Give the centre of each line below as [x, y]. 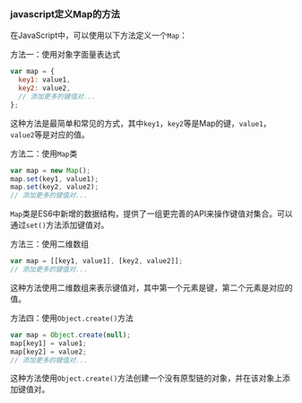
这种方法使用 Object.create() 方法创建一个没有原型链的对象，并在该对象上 [147, 378]
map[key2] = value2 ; [49, 352]
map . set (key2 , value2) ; [55, 187]
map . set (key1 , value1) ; [55, 179]
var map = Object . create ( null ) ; [70, 335]
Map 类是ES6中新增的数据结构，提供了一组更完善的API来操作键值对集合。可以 [151, 214]
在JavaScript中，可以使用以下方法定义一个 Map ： [99, 35]
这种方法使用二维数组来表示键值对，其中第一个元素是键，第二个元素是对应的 [151, 287]
